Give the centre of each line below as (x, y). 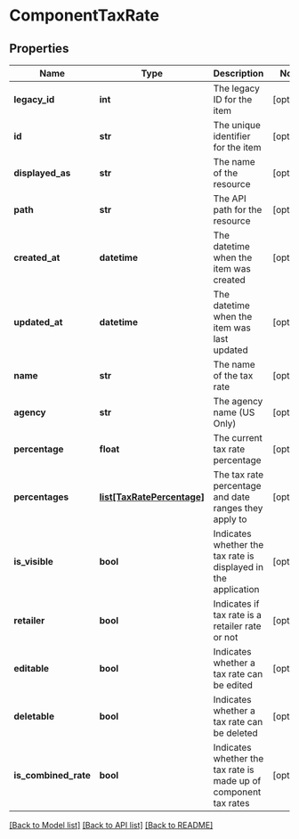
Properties (39, 49)
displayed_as (42, 173)
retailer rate (237, 626)
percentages (41, 497)
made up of (237, 781)
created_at (37, 257)
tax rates (231, 803)
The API (230, 199)
